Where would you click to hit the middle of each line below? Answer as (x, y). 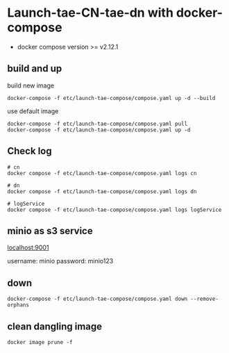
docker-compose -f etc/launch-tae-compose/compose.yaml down (97, 299)
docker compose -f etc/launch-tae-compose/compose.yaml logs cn (102, 173)
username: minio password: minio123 (60, 261)
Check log (29, 151)
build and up (35, 68)
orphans (18, 305)
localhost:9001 (28, 247)
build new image (31, 85)
